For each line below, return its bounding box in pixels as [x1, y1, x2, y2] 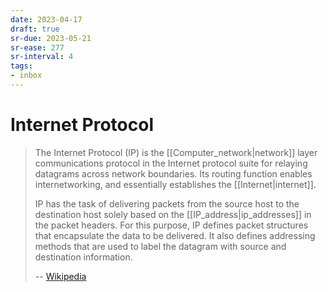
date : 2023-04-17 [10, 14, 83, 25]
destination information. [34, 251, 133, 263]
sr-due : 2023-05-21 [10, 33, 92, 43]
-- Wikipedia [34, 270, 87, 282]
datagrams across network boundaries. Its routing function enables [34, 167, 313, 180]
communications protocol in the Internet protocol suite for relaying [34, 157, 308, 169]
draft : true [10, 24, 60, 34]
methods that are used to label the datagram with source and [34, 240, 287, 252]
